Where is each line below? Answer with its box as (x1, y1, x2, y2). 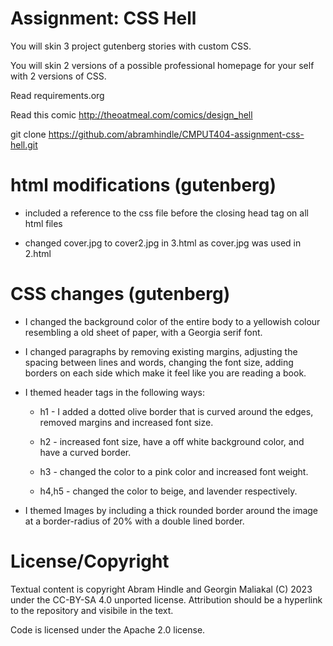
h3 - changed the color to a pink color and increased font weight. (39, 465, 309, 477)
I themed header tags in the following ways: (24, 386, 205, 398)
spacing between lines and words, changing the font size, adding (24, 356, 294, 368)
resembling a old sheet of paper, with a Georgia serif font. (24, 326, 263, 338)
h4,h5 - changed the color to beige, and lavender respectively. (39, 485, 298, 497)
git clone (10, 128, 47, 140)
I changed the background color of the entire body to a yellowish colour (24, 315, 321, 327)
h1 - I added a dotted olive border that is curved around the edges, (39, 405, 314, 417)
